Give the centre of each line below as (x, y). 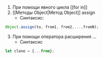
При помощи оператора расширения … (54, 36)
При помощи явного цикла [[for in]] (50, 7)
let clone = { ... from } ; (30, 51)
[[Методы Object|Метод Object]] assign (54, 12)
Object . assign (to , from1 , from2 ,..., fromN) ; (52, 27)
